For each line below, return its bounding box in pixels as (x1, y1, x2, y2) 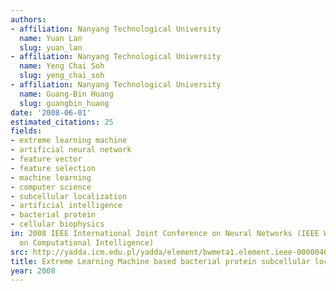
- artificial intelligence (10, 201, 123, 211)
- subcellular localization (10, 191, 128, 201)
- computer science (10, 182, 92, 192)
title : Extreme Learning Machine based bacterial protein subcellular (10, 256, 311, 266)
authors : (10, 14, 47, 25)
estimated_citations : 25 (10, 117, 114, 127)
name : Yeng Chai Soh (19, 61, 105, 71)
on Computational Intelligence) (19, 237, 155, 248)
